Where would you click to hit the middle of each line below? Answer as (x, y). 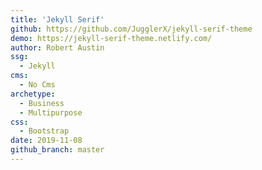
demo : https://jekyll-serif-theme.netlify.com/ (111, 38)
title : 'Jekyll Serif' (57, 19)
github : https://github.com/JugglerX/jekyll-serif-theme (131, 29)
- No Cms (37, 85)
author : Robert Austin (57, 47)
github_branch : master (57, 150)
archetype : (33, 94)
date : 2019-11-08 (46, 141)
